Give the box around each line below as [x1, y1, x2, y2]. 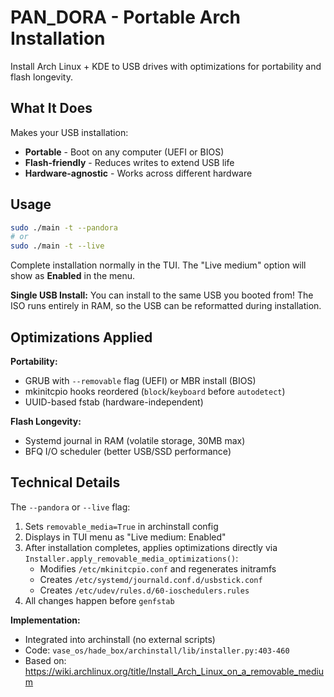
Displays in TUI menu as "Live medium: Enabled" [24, 531, 227, 543]
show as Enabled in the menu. [10, 270, 136, 282]
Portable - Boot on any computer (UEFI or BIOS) [24, 146, 225, 158]
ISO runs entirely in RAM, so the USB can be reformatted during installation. [10, 300, 322, 312]
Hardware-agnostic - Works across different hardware [24, 167, 253, 179]
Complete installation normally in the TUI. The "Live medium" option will [10, 259, 307, 271]
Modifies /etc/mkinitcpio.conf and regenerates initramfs [39, 562, 277, 575]
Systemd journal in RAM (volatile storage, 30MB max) [24, 435, 246, 446]
